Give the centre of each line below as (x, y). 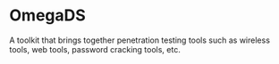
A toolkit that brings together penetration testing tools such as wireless (140, 40)
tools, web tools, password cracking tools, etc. (95, 49)
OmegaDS (48, 16)
